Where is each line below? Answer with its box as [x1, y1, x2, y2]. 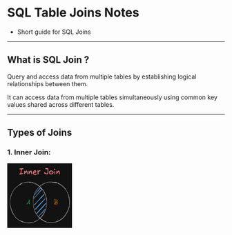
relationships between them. [7, 79, 88, 88]
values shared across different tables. [7, 100, 115, 108]
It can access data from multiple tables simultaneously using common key [7, 93, 217, 101]
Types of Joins [7, 127, 72, 139]
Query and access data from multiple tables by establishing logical [7, 72, 197, 81]
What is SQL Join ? [7, 54, 90, 66]
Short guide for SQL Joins [17, 28, 91, 36]
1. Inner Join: [7, 147, 51, 157]
